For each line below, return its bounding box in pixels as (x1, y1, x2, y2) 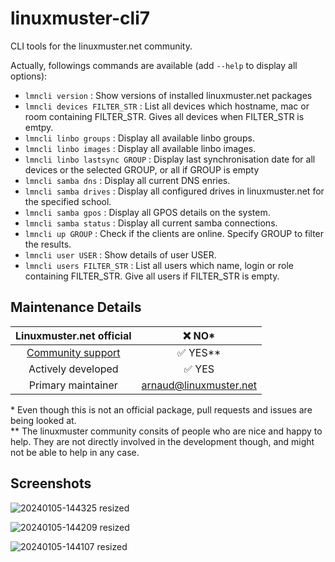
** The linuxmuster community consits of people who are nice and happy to (10, 425, 323, 437)
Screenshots (10, 475, 92, 492)
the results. (24, 238, 72, 250)
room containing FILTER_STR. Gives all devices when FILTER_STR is (24, 110, 305, 122)
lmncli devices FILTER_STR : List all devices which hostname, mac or (24, 100, 310, 112)
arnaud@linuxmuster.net (141, 378, 257, 392)
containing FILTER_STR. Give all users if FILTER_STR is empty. (24, 270, 280, 282)
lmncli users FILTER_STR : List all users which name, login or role (24, 259, 295, 271)
